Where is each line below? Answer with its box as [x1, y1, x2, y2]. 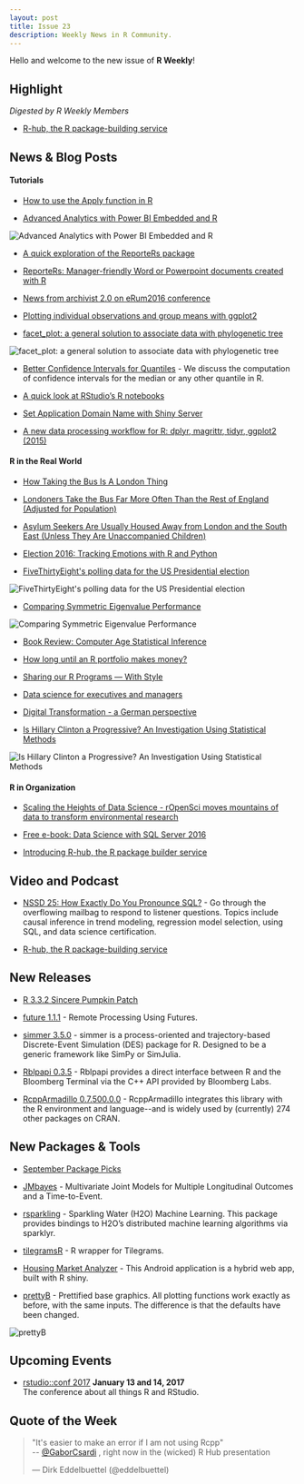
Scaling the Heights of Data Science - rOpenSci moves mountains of [22, 802, 279, 813]
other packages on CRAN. [22, 1113, 121, 1123]
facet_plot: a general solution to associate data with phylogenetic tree [22, 328, 284, 339]
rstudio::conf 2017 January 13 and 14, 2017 [22, 1377, 185, 1388]
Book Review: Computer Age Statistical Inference [22, 636, 207, 647]
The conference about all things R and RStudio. [22, 1387, 200, 1398]
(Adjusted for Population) [22, 503, 117, 514]
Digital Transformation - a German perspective [22, 706, 197, 717]
